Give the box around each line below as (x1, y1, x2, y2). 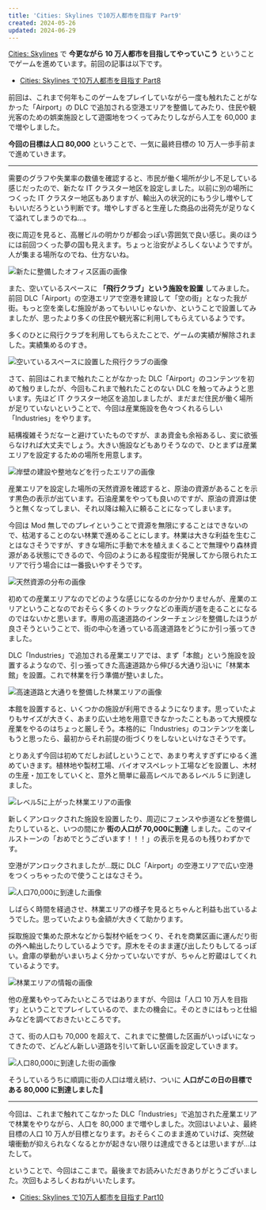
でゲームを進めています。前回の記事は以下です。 (8, 59, 166, 68)
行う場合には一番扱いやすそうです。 (28, 560, 146, 570)
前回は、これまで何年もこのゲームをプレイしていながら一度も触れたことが (8, 93, 251, 102)
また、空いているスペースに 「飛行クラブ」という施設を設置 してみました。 (8, 283, 254, 294)
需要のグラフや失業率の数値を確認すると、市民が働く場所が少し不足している (8, 174, 258, 183)
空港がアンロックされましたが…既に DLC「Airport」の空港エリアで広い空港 (8, 861, 253, 870)
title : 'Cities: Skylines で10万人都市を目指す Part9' (8, 11, 182, 20)
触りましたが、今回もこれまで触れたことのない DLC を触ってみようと (21, 384, 248, 394)
